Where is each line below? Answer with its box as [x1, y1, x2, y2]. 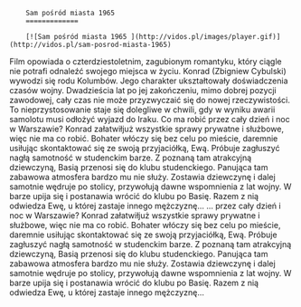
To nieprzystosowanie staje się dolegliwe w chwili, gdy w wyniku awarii [9, 104, 276, 115]
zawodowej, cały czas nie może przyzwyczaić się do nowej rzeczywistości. [9, 95, 291, 105]
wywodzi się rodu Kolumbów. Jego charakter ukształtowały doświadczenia [9, 75, 288, 86]
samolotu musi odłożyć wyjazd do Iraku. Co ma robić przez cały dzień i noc [9, 114, 291, 124]
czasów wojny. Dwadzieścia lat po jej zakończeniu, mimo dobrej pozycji [9, 85, 277, 95]
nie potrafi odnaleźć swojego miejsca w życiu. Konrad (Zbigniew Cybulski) [9, 66, 287, 76]
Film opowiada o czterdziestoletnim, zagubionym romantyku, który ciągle [9, 56, 282, 67]
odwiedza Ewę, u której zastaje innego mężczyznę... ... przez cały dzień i [9, 200, 282, 211]
